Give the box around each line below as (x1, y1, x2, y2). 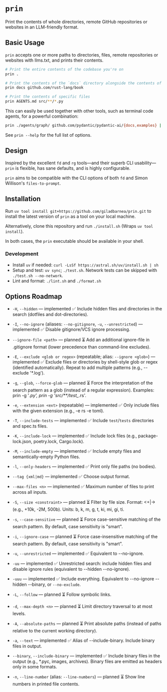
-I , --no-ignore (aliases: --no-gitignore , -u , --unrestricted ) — (12, 321, 143, 327)
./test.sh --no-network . (12, 272, 63, 278)
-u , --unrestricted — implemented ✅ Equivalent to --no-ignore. (12, 550, 144, 556)
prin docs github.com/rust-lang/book (5, 85, 84, 90)
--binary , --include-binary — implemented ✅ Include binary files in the (12, 652, 161, 658)
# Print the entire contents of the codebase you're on (5, 67, 124, 72)
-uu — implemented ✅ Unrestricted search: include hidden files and (12, 560, 152, 566)
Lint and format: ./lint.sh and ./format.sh (12, 277, 101, 284)
